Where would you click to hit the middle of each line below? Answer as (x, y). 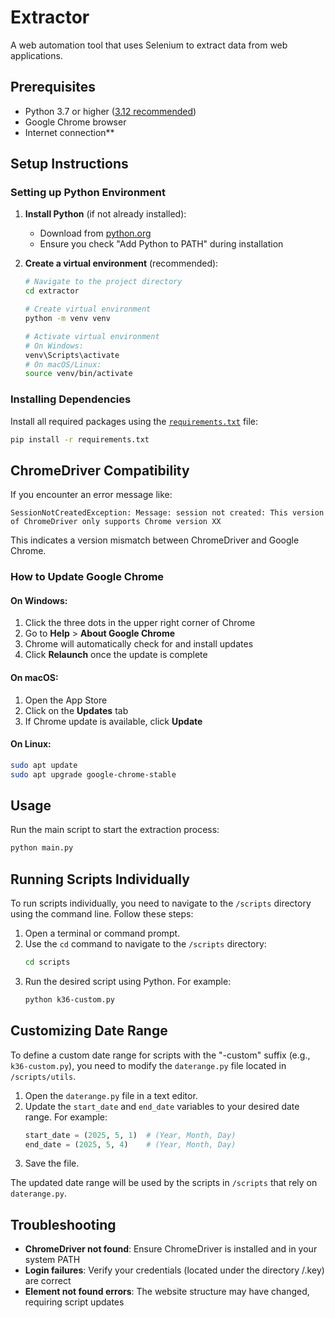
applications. (36, 55)
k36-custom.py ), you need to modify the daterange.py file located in (148, 1065)
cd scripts (47, 962)
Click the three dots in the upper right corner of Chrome (140, 623)
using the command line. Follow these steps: (102, 914)
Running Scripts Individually (100, 879)
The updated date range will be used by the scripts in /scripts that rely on (164, 1183)
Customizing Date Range (89, 1031)
